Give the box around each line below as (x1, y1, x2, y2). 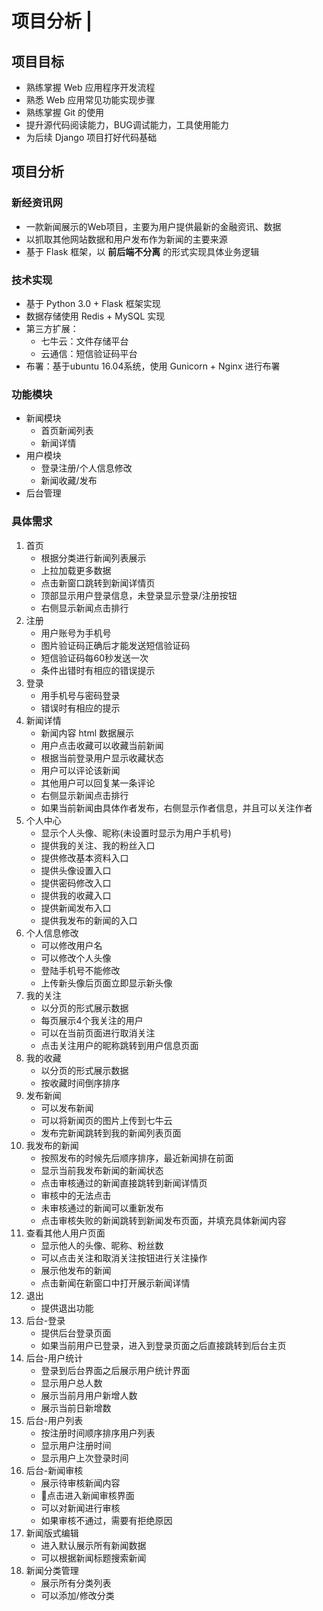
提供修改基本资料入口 (40, 852, 129, 864)
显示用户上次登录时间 (40, 1452, 129, 1464)
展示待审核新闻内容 (40, 1477, 121, 1489)
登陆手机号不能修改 (40, 964, 121, 976)
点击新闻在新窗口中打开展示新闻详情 (40, 1277, 191, 1289)
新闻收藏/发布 (40, 475, 98, 487)
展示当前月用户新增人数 (40, 1389, 138, 1401)
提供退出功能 (40, 1302, 94, 1314)
